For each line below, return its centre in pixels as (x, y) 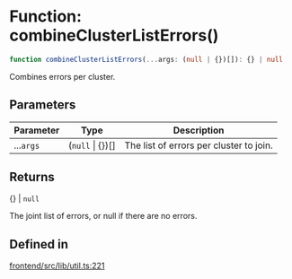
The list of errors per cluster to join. (199, 145)
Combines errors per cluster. (62, 76)
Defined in (39, 244)
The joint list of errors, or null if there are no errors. (103, 216)
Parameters (43, 105)
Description (199, 130)
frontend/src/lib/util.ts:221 (57, 266)
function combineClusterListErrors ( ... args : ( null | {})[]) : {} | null (146, 59)
